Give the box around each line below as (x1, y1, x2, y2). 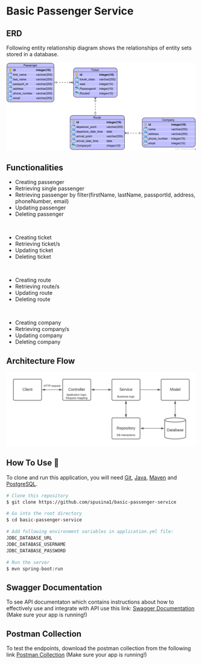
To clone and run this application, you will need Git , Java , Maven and (6, 473, 177, 481)
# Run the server (6, 559, 50, 565)
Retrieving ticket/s (14, 240, 60, 248)
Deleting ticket (14, 253, 51, 261)
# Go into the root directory (6, 511, 83, 517)
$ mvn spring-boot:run (6, 566, 63, 572)
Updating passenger (14, 204, 66, 212)
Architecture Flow (6, 356, 75, 366)
